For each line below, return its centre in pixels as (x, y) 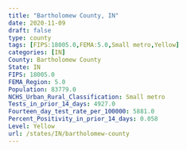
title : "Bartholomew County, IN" (64, 15)
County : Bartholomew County (55, 60)
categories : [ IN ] (37, 52)
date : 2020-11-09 (37, 23)
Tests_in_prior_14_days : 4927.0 (62, 104)
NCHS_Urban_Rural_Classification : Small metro (87, 97)
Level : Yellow (32, 126)
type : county (30, 38)
